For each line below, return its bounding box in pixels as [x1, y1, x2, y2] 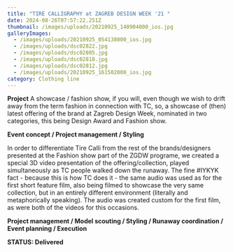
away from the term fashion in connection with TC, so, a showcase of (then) [7, 102, 227, 111]
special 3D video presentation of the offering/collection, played [7, 159, 190, 167]
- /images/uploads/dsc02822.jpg [13, 43, 108, 50]
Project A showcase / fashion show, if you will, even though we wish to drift [7, 94, 225, 103]
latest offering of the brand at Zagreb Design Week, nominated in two [7, 109, 208, 118]
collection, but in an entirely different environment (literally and [7, 188, 188, 197]
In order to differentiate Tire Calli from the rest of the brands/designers [7, 144, 211, 153]
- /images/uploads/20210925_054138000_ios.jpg [13, 36, 152, 43]
